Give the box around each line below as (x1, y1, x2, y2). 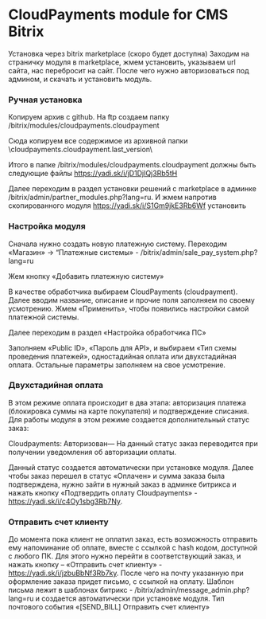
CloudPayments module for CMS (8, 6, 229, 24)
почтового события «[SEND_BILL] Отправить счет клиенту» (8, 602, 210, 612)
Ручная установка (8, 94, 83, 105)
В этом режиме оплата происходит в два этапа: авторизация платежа (8, 398, 246, 407)
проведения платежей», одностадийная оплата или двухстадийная (8, 351, 237, 361)
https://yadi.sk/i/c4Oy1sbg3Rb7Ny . (8, 496, 123, 506)
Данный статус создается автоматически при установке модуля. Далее (8, 462, 254, 472)
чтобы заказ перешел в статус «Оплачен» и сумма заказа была (8, 471, 225, 480)
